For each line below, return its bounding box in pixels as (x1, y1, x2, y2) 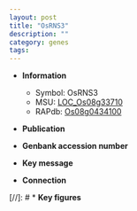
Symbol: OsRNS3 (34, 88, 99, 98)
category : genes (9, 37, 69, 47)
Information (21, 70, 67, 81)
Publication (21, 123, 65, 134)
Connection (21, 175, 66, 186)
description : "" (9, 29, 69, 38)
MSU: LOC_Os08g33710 (34, 97, 124, 107)
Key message (21, 158, 73, 168)
